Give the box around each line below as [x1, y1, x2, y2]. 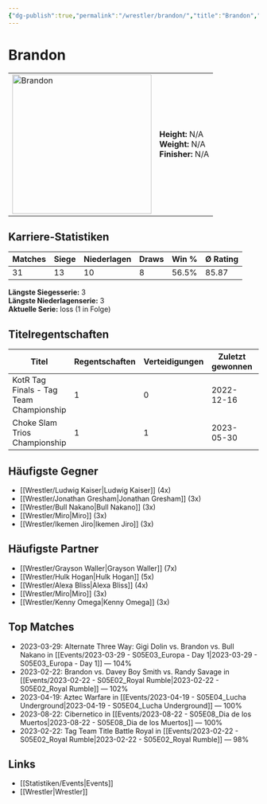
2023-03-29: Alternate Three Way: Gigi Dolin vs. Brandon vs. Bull [19, 642, 234, 651]
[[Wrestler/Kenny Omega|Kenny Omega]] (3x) [19, 597, 170, 607]
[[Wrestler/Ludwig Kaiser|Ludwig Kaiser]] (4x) [19, 486, 172, 494]
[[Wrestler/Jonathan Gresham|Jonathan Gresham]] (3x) [19, 494, 202, 503]
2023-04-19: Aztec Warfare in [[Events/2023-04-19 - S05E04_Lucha [19, 692, 246, 701]
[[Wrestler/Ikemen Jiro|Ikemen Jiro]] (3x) [19, 519, 154, 529]
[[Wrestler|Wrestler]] [19, 787, 88, 797]
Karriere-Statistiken [8, 230, 110, 244]
